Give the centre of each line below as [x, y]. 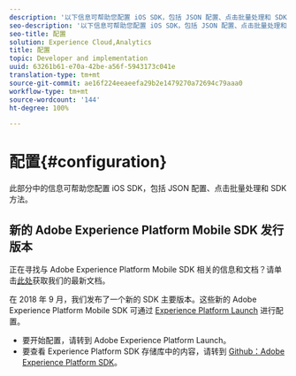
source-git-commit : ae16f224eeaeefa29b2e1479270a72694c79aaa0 [126, 83]
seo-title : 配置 [38, 34]
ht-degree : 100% [39, 108]
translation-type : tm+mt [55, 75]
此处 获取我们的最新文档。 [64, 280]
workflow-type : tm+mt [49, 91]
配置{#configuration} [88, 162]
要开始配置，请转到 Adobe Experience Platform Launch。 [126, 340]
